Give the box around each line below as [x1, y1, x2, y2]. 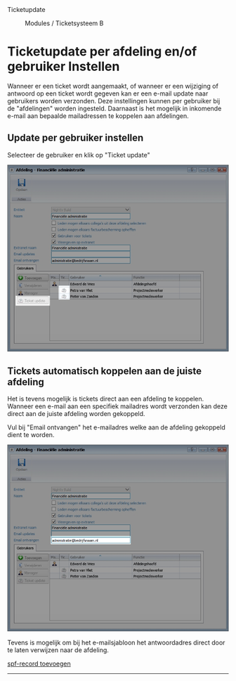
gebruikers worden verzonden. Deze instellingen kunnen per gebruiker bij [7, 96, 221, 105]
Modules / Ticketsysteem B [25, 19, 104, 27]
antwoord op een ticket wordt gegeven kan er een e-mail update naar [7, 89, 209, 98]
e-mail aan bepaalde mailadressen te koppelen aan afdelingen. [7, 111, 190, 120]
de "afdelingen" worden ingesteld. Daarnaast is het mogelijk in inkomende [7, 104, 222, 112]
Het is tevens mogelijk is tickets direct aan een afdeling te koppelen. [7, 395, 204, 403]
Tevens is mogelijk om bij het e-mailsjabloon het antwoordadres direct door [7, 638, 225, 647]
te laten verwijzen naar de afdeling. [7, 646, 109, 654]
